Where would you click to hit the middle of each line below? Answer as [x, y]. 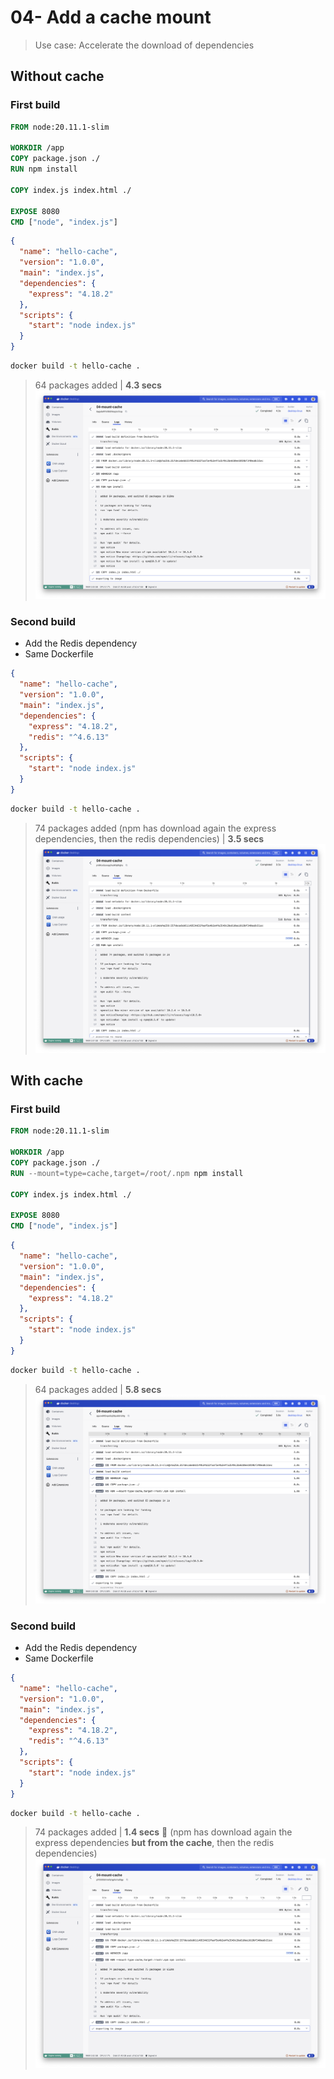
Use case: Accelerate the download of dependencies [144, 45]
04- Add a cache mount [111, 17]
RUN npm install [44, 169]
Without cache [57, 76]
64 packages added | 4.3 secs [98, 385]
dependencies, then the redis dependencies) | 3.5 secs [149, 838]
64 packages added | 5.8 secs [98, 1389]
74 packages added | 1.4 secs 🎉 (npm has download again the [163, 1832]
